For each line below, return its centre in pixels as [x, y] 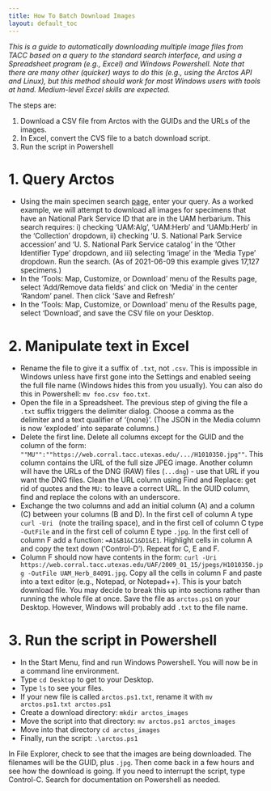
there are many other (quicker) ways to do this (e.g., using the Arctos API [130, 72]
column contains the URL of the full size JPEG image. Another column [136, 463]
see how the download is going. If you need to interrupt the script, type [127, 771]
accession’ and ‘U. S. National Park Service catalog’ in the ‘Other [128, 244]
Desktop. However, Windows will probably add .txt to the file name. [134, 607]
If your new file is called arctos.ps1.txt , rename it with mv [116, 697]
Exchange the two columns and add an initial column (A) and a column [138, 505]
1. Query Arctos [61, 179]
